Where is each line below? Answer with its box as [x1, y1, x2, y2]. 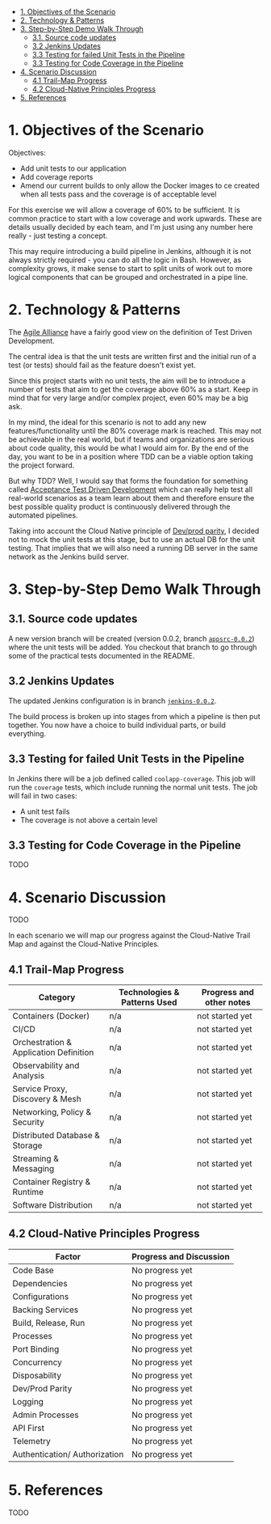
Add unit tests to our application [19, 163, 127, 173]
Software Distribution [12, 1200, 93, 1211]
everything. [8, 728, 47, 739]
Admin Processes [12, 1409, 79, 1420]
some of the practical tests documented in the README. [8, 650, 195, 660]
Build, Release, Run [12, 1317, 85, 1328]
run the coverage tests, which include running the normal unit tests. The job [8, 782, 258, 792]
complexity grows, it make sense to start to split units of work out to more [8, 263, 253, 273]
